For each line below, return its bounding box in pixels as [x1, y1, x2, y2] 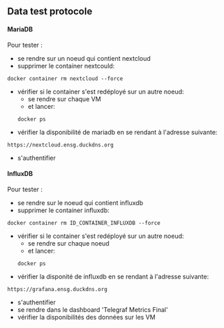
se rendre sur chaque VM [27, 94, 101, 103]
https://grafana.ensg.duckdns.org [7, 285, 108, 292]
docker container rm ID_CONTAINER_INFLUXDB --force [7, 219, 160, 226]
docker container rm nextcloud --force [7, 75, 124, 82]
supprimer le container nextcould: [17, 61, 115, 70]
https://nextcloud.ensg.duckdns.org [7, 141, 114, 149]
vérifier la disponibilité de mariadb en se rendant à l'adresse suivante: [17, 128, 218, 136]
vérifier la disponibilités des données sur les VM [17, 313, 156, 321]
